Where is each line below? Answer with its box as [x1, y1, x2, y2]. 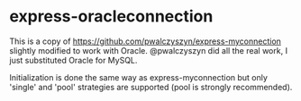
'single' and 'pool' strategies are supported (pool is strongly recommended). [9, 81, 293, 92]
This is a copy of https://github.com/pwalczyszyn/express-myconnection [9, 36, 282, 46]
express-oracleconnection [9, 6, 214, 27]
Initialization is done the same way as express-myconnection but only [9, 72, 269, 82]
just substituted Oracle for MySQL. [9, 55, 138, 65]
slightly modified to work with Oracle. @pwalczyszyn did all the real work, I [9, 45, 288, 55]
